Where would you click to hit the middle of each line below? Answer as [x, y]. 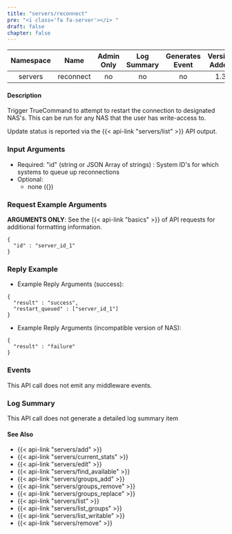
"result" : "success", [46, 303]
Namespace [31, 61]
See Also [20, 434]
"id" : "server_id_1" [45, 246]
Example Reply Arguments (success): [70, 284]
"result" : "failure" [45, 347]
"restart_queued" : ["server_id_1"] [66, 309]
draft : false [26, 26]
